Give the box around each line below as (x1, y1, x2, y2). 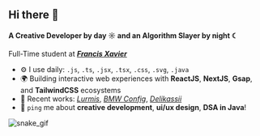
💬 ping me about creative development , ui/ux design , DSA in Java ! (19, 102, 247, 112)
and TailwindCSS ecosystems (19, 85, 121, 95)
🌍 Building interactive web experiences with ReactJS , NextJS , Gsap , (19, 74, 253, 83)
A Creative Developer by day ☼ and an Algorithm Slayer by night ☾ (8, 30, 239, 40)
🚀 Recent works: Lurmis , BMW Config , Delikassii (19, 94, 182, 104)
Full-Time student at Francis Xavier (8, 49, 127, 58)
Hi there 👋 (8, 8, 59, 22)
